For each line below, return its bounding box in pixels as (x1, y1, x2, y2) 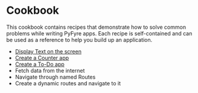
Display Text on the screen (14, 47, 81, 55)
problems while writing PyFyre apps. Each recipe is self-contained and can (6, 29, 193, 37)
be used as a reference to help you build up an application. (6, 36, 153, 43)
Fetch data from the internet (14, 67, 85, 74)
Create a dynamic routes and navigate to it (14, 79, 121, 87)
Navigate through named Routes (14, 73, 96, 80)
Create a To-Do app (14, 61, 65, 68)
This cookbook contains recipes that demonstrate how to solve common (6, 23, 186, 31)
